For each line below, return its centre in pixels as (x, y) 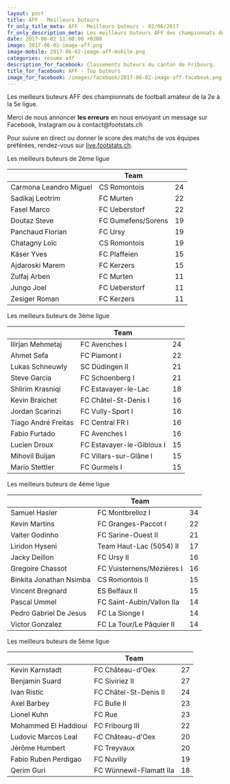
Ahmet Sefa (29, 356)
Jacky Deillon (32, 557)
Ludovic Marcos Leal (44, 737)
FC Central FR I (104, 423)
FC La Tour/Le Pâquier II (136, 625)
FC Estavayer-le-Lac (115, 389)
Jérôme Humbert (38, 748)
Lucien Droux (32, 445)
